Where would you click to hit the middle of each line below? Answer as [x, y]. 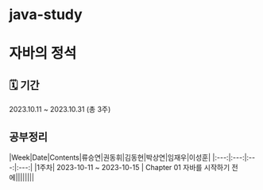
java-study [46, 15]
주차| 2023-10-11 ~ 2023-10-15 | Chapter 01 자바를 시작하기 [135, 167]
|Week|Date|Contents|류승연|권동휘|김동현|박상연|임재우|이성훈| [110, 157]
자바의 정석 [43, 54]
